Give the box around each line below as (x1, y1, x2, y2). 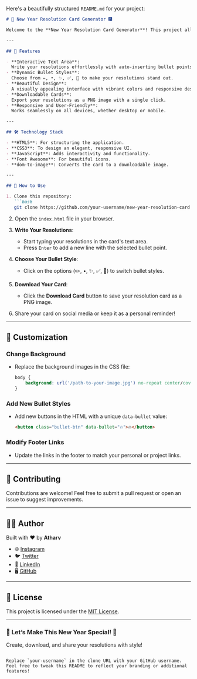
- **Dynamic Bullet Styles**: (6, 70, 80, 76)
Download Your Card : (14, 280, 68, 287)
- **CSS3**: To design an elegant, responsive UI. (6, 145, 133, 151)
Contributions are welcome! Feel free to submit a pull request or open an (6, 490, 182, 497)
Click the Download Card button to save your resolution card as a (23, 292, 182, 299)
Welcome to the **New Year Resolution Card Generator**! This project (6, 26, 182, 33)
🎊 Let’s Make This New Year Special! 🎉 (6, 628, 117, 636)
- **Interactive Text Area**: (6, 59, 80, 65)
